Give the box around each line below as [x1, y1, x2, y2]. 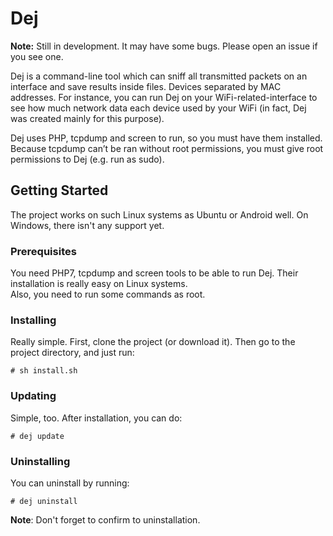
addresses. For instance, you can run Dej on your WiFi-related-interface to [10, 91, 318, 103]
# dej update [10, 431, 65, 441]
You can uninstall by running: [10, 477, 130, 489]
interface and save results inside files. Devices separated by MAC [10, 80, 282, 92]
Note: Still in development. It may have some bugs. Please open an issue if [10, 40, 318, 52]
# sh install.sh [10, 366, 78, 376]
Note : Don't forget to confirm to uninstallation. [10, 513, 201, 526]
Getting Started [10, 182, 109, 199]
